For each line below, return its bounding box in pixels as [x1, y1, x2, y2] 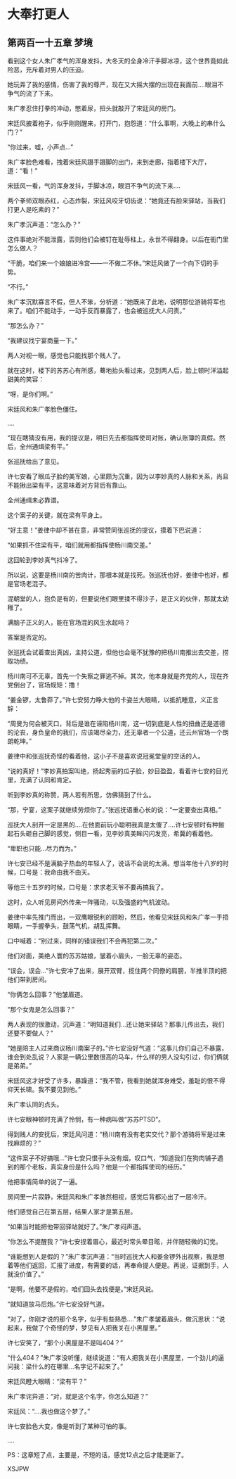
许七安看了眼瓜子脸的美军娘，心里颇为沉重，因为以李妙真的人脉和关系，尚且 [7, 472, 229, 481]
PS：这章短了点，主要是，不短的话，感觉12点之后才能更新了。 [7, 1451, 188, 1459]
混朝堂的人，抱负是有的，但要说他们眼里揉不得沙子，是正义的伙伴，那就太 [7, 595, 223, 602]
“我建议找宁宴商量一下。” [7, 336, 78, 345]
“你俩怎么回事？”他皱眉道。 [7, 990, 87, 998]
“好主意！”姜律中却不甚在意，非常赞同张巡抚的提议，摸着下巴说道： [7, 526, 204, 534]
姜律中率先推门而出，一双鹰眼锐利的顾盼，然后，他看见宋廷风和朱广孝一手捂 [7, 913, 229, 921]
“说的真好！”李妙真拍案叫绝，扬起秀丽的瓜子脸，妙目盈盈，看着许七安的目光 [7, 767, 228, 775]
